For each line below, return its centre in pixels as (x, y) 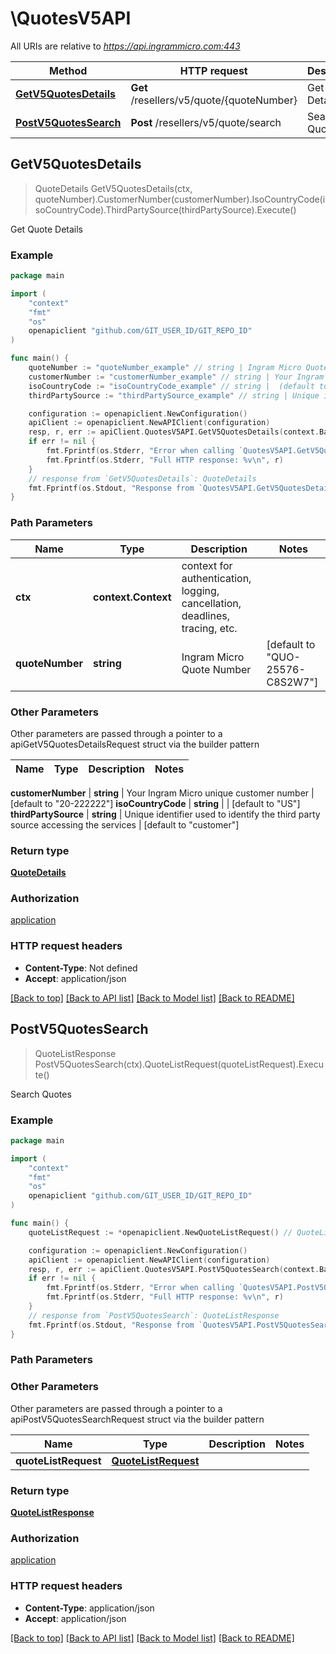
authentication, (216, 578)
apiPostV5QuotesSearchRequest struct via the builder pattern (137, 1419)
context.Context (132, 597)
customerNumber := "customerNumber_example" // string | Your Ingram (176, 377)
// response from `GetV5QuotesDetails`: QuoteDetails (142, 478)
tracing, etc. (209, 628)
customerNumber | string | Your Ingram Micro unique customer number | (162, 793)
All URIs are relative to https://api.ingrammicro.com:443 (125, 46)
